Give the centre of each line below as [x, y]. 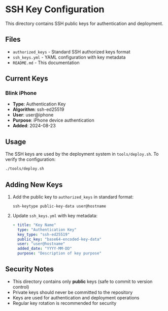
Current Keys [27, 79]
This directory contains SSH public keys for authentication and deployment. [84, 23]
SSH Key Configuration [55, 9]
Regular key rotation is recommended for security [64, 303]
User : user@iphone [33, 115]
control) [21, 287]
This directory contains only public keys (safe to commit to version [82, 281]
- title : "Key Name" [34, 225]
